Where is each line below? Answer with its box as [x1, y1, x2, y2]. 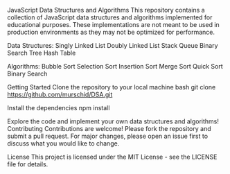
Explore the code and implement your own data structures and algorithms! [7, 117, 220, 125]
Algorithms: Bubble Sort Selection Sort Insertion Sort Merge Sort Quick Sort [7, 62, 223, 70]
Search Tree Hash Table [7, 49, 76, 57]
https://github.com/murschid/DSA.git [7, 90, 113, 98]
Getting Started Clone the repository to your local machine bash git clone [7, 83, 216, 91]
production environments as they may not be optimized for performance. [7, 28, 215, 36]
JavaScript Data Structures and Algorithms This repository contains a [7, 6, 206, 14]
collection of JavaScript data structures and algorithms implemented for [7, 13, 213, 21]
